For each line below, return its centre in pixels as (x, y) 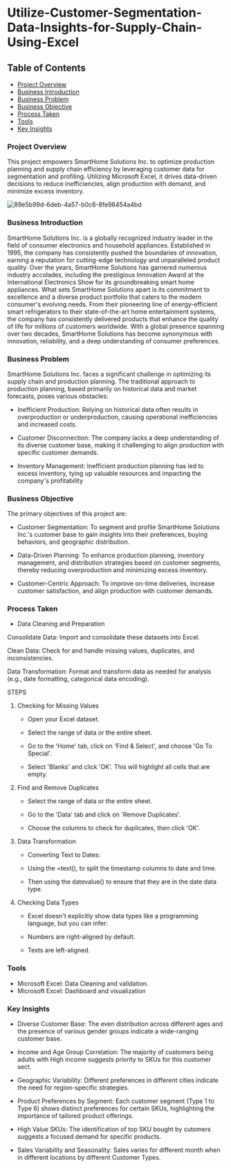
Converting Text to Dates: (64, 855)
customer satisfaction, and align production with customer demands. (115, 591)
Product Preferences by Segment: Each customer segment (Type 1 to (115, 1101)
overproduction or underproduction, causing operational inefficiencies (117, 417)
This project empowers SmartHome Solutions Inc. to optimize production (111, 162)
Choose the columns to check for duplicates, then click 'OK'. (114, 828)
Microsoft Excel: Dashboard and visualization (82, 990)
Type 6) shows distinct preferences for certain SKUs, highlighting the (115, 1108)
